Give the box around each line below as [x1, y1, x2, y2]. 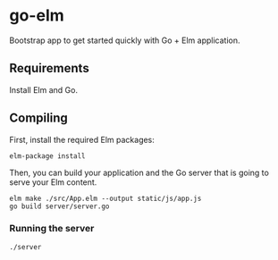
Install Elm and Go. [9, 84, 79, 95]
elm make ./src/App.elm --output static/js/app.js [9, 194, 202, 203]
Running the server [9, 222, 95, 235]
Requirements [9, 61, 89, 76]
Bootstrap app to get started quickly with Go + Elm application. [9, 35, 240, 46]
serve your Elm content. [9, 176, 97, 188]
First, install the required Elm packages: [9, 134, 155, 145]
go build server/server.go [9, 202, 110, 211]
